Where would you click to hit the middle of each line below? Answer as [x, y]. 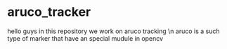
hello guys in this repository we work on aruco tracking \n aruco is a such [113, 31]
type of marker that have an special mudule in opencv [85, 38]
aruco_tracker [49, 12]
